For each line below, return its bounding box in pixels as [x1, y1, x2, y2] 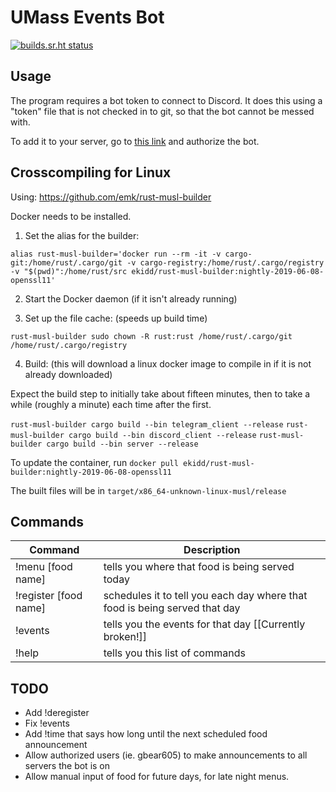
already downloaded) [24, 368, 113, 380]
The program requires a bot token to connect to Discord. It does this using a [10, 94, 323, 106]
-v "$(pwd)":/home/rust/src [10, 266, 128, 276]
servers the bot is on [24, 760, 111, 772]
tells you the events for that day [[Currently [103, 617, 306, 631]
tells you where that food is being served [103, 560, 295, 574]
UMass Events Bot [10, 6, 165, 29]
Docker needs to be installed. [10, 210, 132, 222]
